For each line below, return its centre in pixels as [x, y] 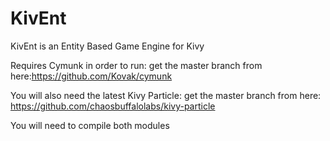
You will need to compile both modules [90, 125]
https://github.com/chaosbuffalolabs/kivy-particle [113, 106]
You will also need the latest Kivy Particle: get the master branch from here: [166, 95]
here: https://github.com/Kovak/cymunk [91, 76]
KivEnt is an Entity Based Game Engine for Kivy [107, 46]
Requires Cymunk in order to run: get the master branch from [136, 65]
